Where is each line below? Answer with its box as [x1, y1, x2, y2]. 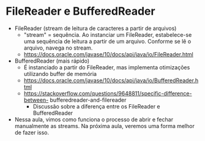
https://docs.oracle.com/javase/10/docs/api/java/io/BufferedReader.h [23, 77, 199, 84]
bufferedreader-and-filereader [50, 96, 127, 104]
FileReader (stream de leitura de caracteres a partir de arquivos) [14, 25, 177, 32]
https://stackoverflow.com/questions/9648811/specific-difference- [23, 90, 192, 97]
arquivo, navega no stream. [23, 44, 93, 51]
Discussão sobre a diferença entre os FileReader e [32, 102, 160, 110]
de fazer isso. [14, 129, 50, 136]
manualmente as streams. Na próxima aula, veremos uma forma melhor [14, 122, 195, 129]
